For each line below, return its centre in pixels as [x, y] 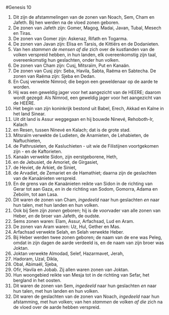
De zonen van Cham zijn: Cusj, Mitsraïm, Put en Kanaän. [71, 65]
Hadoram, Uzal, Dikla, [36, 259]
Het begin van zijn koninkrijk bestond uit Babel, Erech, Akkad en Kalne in [88, 108]
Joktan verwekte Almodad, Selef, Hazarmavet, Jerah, [68, 253]
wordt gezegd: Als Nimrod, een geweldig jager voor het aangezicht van [87, 98]
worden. [22, 87]
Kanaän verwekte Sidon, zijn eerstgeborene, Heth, [65, 157]
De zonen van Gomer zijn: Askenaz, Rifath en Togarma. [70, 38]
